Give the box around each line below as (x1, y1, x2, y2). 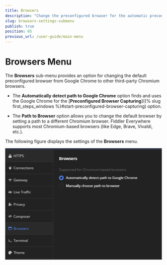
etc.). (12, 129, 23, 134)
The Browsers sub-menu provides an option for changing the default (5, 72, 147, 78)
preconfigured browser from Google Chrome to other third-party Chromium (5, 77, 160, 84)
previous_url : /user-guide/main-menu (5, 34, 83, 39)
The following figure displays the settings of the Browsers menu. (5, 138, 138, 144)
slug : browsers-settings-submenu (5, 18, 75, 23)
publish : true (5, 24, 35, 29)
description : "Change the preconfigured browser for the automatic (5, 13, 148, 18)
